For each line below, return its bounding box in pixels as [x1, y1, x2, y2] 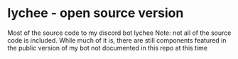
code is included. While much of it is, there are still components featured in [7, 36, 227, 44]
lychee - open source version [7, 5, 184, 21]
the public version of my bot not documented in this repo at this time [7, 43, 208, 52]
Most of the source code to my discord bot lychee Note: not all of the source [7, 28, 232, 37]
